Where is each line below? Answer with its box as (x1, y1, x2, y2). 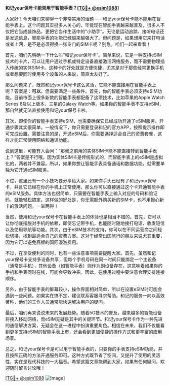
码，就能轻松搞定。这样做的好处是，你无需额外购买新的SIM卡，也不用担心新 (5, 197, 164, 203)
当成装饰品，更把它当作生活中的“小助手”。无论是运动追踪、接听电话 (18, 28, 160, 35)
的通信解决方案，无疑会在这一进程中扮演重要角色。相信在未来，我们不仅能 (5, 323, 160, 328)
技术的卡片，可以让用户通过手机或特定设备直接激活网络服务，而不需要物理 (5, 58, 160, 64)
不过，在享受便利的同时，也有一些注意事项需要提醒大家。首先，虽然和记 (5, 250, 156, 256)
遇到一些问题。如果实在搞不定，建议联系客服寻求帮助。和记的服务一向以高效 (5, 293, 165, 299)
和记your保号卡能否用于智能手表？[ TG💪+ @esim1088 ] (5, 5, 119, 11)
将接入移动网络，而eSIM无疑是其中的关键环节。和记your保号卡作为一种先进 (5, 316, 163, 322)
